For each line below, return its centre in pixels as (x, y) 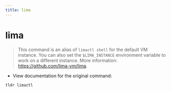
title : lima (18, 10)
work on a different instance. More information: (68, 60)
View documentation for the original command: (62, 76)
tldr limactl (19, 85)
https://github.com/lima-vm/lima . (53, 66)
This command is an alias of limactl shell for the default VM (83, 50)
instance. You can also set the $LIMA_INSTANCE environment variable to (92, 55)
